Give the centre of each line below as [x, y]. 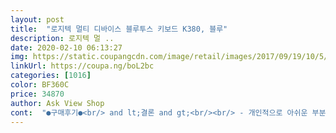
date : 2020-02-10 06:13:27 [66, 47]
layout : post [37, 19]
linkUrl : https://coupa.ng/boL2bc [82, 66]
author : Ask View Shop [57, 103]
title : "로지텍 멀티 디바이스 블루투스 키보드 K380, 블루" [119, 29]
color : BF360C [40, 85]
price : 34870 [37, 94]
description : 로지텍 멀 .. [62, 38]
